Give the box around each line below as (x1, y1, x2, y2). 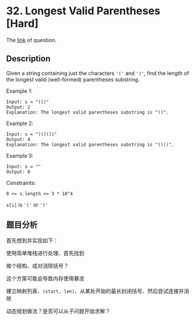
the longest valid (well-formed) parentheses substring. (6, 76, 140, 83)
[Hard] (6, 17, 39, 30)
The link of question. (6, 36, 56, 43)
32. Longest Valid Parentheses (6, 4, 161, 18)
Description (6, 54, 51, 64)
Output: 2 (6, 104, 31, 110)
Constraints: (6, 179, 36, 186)
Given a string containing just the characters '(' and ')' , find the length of (6, 70, 189, 77)
